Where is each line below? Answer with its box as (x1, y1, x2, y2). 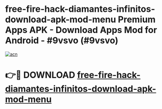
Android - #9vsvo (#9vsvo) (5, 35, 119, 46)
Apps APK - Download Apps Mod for (5, 25, 158, 36)
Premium (118, 14, 156, 25)
